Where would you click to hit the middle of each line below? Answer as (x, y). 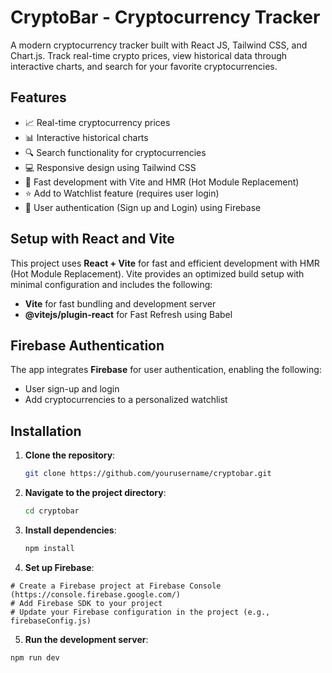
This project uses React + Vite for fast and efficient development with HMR (165, 263)
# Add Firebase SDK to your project (86, 603)
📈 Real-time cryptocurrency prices (97, 122)
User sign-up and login (72, 389)
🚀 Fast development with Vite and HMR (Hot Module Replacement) (162, 182)
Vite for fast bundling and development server (120, 303)
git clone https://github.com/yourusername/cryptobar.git (148, 474)
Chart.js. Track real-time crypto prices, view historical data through (149, 55)
